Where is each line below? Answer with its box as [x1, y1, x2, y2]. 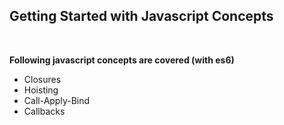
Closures [23, 73, 62, 85]
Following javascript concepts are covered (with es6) [9, 54, 235, 66]
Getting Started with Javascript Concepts [9, 8, 274, 25]
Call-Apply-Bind [23, 94, 91, 106]
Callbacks [23, 105, 66, 117]
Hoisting [23, 84, 59, 96]
